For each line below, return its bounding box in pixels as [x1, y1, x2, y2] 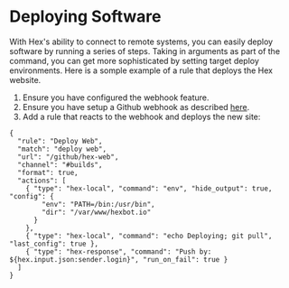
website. [9, 74, 42, 85]
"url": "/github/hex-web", [17, 152, 119, 162]
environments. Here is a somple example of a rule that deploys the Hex [9, 65, 274, 76]
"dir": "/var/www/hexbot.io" [42, 208, 152, 217]
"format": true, [17, 168, 79, 177]
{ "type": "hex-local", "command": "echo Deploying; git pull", [25, 231, 273, 240]
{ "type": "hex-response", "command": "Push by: [25, 246, 212, 256]
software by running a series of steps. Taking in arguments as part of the [9, 45, 281, 56]
